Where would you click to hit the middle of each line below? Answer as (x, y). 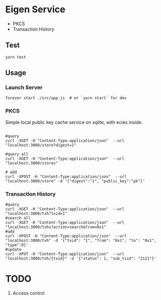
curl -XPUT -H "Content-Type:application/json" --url (65, 254)
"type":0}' (17, 245)
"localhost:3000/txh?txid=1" (36, 214)
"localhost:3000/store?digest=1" (41, 145)
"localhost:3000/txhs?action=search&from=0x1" (56, 227)
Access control (29, 293)
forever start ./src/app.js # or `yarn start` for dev (66, 98)
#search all (18, 218)
